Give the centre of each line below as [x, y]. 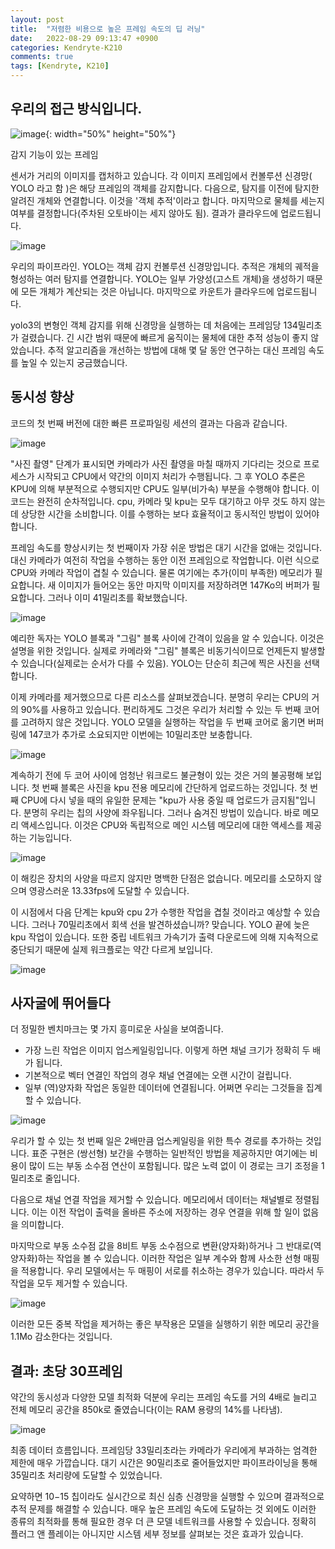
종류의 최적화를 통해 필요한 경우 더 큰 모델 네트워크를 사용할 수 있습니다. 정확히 [163, 1522]
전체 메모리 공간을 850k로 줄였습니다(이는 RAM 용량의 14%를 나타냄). [146, 1410]
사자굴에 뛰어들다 [60, 1003]
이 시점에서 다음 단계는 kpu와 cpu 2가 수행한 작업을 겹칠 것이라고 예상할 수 [156, 912]
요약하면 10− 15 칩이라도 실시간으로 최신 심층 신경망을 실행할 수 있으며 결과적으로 [167, 1497]
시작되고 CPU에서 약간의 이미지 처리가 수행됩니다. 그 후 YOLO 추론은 [171, 476]
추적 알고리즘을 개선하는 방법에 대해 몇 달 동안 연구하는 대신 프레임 [177, 350]
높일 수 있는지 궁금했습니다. [74, 362]
